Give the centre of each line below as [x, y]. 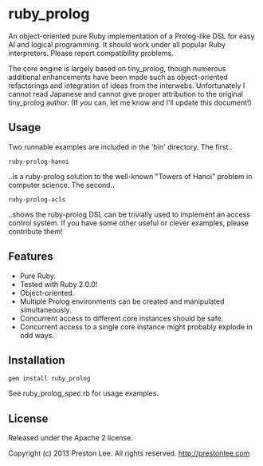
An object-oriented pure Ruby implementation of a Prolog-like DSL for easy [131, 36]
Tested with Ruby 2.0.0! [59, 284]
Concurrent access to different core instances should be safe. [122, 318]
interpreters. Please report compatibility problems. [91, 53]
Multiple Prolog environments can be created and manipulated [122, 301]
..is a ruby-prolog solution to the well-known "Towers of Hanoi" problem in [130, 176]
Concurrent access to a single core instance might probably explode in [136, 327]
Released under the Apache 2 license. [71, 438]
